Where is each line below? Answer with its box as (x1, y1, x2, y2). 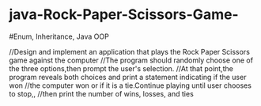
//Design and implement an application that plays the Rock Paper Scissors (9, 47, 250, 56)
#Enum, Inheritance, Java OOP (9, 32, 109, 41)
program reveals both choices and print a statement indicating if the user (9, 72, 247, 81)
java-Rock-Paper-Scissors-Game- (9, 6, 240, 24)
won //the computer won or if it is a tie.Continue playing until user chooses (9, 81, 252, 90)
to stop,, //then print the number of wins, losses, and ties (9, 89, 195, 98)
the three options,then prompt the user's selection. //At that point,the (9, 63, 234, 73)
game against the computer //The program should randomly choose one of (9, 55, 254, 65)
